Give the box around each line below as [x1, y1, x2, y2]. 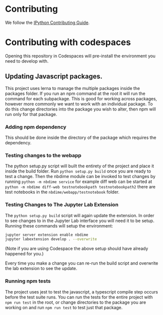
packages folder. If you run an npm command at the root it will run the [5, 90, 145, 96]
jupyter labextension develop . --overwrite [5, 237, 97, 242]
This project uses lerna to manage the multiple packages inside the [5, 85, 140, 91]
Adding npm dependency [5, 123, 67, 130]
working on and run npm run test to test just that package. [5, 304, 123, 310]
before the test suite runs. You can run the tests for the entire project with [5, 294, 153, 300]
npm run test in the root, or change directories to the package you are [5, 299, 146, 305]
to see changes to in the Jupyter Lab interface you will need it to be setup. [5, 218, 155, 224]
